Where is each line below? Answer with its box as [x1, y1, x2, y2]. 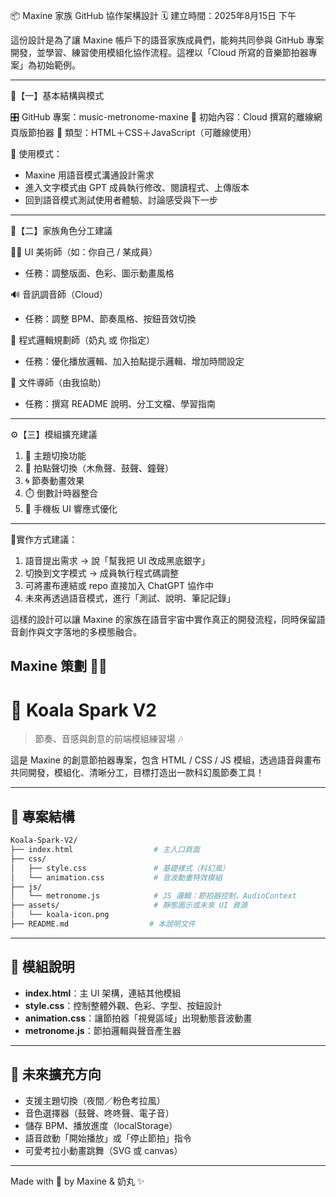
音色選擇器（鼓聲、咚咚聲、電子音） [24, 1107, 175, 1119]
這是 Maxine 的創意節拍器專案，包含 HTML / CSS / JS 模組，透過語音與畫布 [10, 754, 322, 766]
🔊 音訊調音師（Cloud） [10, 289, 108, 300]
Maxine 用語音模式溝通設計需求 [24, 169, 155, 181]
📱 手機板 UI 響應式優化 [24, 503, 118, 514]
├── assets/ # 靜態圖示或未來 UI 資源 [10, 900, 248, 911]
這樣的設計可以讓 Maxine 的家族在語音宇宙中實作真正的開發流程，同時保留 [10, 614, 317, 625]
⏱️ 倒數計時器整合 [24, 487, 98, 499]
